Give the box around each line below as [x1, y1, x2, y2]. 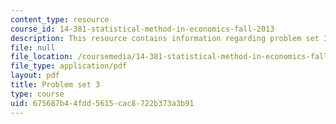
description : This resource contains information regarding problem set [10, 33, 320, 43]
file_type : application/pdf [10, 61, 128, 71]
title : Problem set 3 [10, 80, 101, 90]
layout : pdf [10, 71, 60, 81]
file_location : [10, 52, 74, 62]
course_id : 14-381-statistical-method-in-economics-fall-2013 [10, 24, 275, 34]
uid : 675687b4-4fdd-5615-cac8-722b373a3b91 [10, 98, 195, 108]
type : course [10, 89, 65, 99]
